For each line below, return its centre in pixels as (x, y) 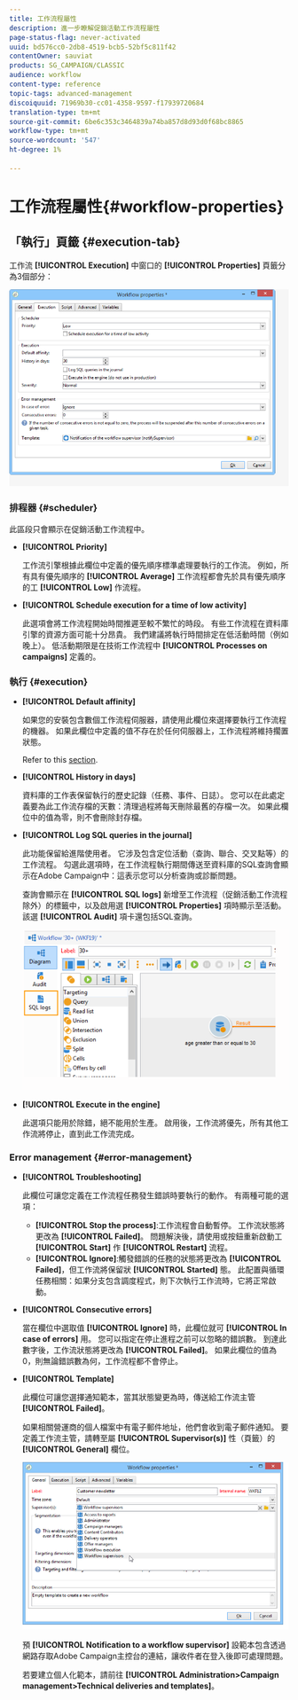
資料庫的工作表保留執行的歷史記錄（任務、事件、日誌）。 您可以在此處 (149, 795)
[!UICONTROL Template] (68, 1378)
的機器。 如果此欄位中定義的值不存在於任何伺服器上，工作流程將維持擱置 (155, 731)
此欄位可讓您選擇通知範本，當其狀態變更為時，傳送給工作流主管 (138, 1397)
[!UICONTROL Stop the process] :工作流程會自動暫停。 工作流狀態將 (160, 1225)
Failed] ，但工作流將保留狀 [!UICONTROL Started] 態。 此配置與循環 (160, 1269)
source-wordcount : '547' (55, 141)
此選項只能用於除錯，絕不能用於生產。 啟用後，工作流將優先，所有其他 (151, 1123)
